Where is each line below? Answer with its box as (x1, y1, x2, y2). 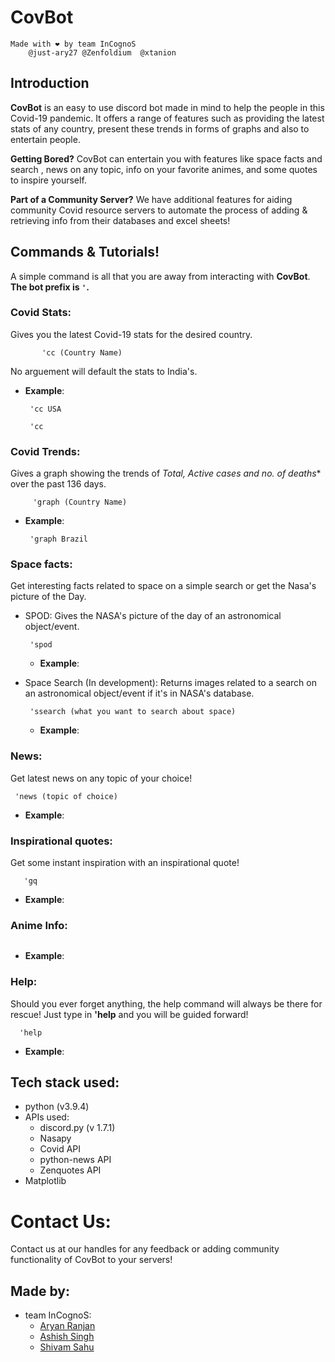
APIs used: (24, 1111, 70, 1123)
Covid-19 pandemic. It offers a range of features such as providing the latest (10, 112, 325, 124)
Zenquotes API (39, 1164, 102, 1176)
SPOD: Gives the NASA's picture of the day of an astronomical (24, 610, 282, 622)
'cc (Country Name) (41, 347, 123, 358)
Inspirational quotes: (10, 834, 113, 848)
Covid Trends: (10, 444, 81, 458)
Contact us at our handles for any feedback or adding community (10, 1243, 280, 1255)
